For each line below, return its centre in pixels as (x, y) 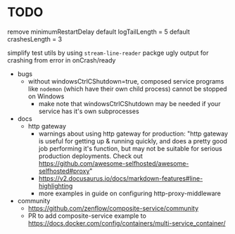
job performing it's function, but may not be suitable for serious (131, 148)
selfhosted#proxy (64, 171)
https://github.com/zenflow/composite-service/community (113, 208)
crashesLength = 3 (34, 39)
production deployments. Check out (90, 156)
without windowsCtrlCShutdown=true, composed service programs (126, 81)
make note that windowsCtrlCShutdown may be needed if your (129, 103)
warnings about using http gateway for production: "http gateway (133, 134)
